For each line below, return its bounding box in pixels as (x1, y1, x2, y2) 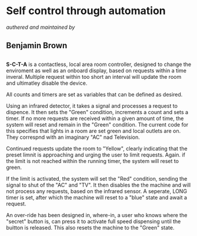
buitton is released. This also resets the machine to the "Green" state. (6, 224, 175, 231)
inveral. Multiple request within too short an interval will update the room (6, 73, 182, 80)
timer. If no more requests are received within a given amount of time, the (6, 115, 184, 122)
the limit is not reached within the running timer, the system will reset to (6, 157, 179, 164)
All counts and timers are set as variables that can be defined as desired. (6, 91, 183, 98)
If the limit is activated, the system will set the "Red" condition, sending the (6, 175, 188, 182)
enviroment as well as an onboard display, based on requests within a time (6, 67, 187, 74)
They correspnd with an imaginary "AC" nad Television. (6, 134, 140, 141)
